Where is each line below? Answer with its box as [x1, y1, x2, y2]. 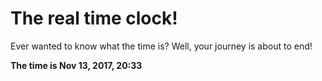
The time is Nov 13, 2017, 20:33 [10, 59, 143, 71]
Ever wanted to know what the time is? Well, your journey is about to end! [10, 40, 313, 52]
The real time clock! [10, 7, 178, 30]
